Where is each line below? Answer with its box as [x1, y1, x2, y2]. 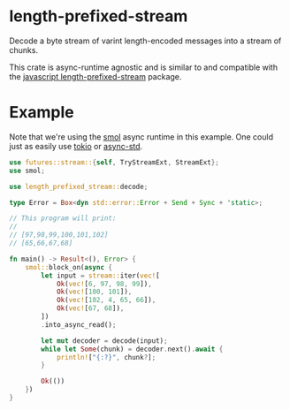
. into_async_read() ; [41, 320, 117, 329]
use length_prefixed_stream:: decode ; [9, 182, 149, 191]
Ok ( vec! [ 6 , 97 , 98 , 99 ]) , [56, 279, 152, 288]
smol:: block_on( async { [25, 262, 113, 271]
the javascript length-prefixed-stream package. [9, 71, 182, 81]
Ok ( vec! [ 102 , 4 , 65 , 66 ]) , [56, 296, 156, 305]
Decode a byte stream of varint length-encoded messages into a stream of [9, 35, 282, 46]
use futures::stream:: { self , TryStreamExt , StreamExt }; [9, 157, 219, 167]
